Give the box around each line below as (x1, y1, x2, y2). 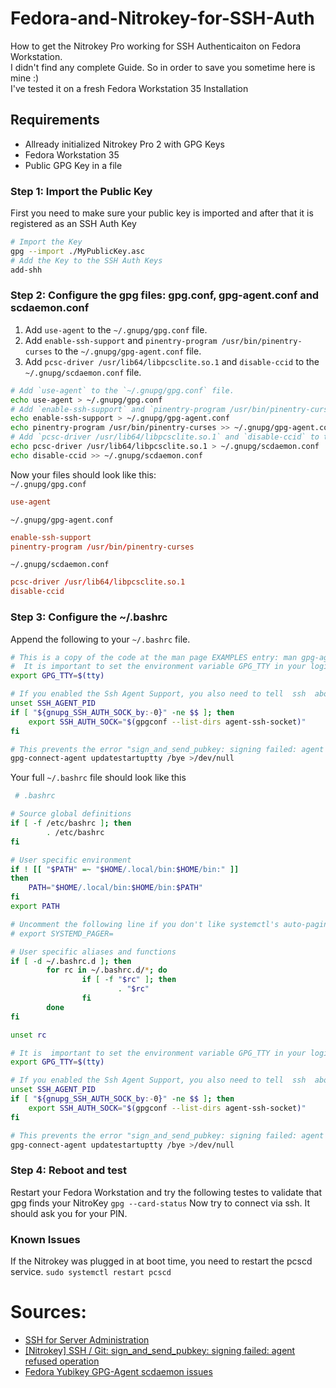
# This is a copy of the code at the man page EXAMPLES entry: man (10, 652, 298, 662)
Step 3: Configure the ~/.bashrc (10, 610, 168, 624)
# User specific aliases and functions (10, 947, 177, 957)
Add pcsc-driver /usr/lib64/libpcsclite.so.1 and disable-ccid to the (24, 355, 320, 367)
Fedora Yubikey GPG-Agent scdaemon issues (24, 1365, 213, 1377)
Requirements (10, 112, 100, 129)
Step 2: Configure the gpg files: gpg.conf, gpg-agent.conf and (10, 288, 320, 302)
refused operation (24, 1355, 100, 1367)
